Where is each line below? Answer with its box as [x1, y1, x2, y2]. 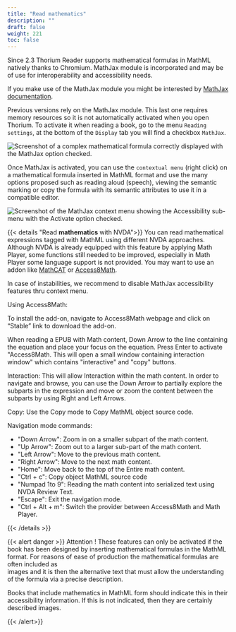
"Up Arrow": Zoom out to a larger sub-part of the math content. [17, 443, 202, 451]
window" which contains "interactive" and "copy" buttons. [7, 358, 177, 366]
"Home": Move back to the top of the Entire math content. [17, 465, 185, 474]
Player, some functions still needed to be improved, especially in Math [7, 251, 211, 259]
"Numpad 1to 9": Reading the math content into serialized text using [17, 480, 215, 489]
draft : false [7, 23, 46, 30]
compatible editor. [7, 193, 60, 202]
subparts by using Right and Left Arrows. [7, 394, 126, 403]
